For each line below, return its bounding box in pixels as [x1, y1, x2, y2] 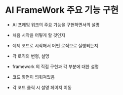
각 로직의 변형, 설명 [12, 53, 49, 59]
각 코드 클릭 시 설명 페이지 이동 [12, 84, 72, 90]
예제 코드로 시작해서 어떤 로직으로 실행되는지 [12, 42, 99, 48]
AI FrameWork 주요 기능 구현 [5, 4, 119, 16]
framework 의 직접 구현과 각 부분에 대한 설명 [12, 63, 99, 69]
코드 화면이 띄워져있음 [12, 74, 55, 80]
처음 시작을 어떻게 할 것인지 [12, 32, 66, 38]
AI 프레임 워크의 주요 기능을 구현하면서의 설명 [12, 22, 100, 28]
